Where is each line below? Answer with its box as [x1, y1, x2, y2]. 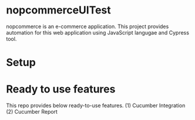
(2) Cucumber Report [6, 108, 58, 115]
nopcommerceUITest [6, 4, 112, 17]
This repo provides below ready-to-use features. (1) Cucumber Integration [6, 102, 186, 109]
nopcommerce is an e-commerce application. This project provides [6, 23, 169, 30]
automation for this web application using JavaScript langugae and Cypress [6, 29, 190, 36]
